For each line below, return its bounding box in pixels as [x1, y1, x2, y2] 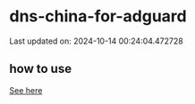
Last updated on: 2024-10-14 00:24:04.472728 [9, 36, 183, 46]
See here [9, 84, 43, 95]
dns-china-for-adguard [9, 6, 187, 27]
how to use [9, 61, 72, 76]
